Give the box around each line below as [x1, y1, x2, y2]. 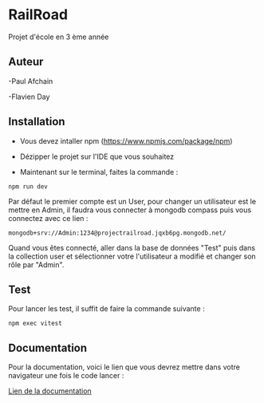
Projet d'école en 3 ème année [8, 32, 109, 41]
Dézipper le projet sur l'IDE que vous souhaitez [19, 152, 175, 161]
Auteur [8, 55, 44, 69]
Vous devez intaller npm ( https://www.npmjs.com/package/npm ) [19, 136, 233, 145]
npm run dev [8, 182, 48, 191]
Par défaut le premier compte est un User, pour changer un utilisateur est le [8, 196, 257, 206]
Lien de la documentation [8, 386, 92, 396]
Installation [8, 115, 65, 128]
